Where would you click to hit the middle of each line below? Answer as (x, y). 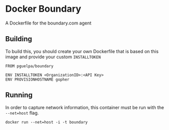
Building (19, 39)
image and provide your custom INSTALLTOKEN (53, 57)
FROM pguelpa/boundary (29, 66)
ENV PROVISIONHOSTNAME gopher (38, 80)
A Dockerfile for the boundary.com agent (49, 23)
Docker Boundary (43, 9)
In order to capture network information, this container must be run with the (85, 107)
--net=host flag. (22, 113)
